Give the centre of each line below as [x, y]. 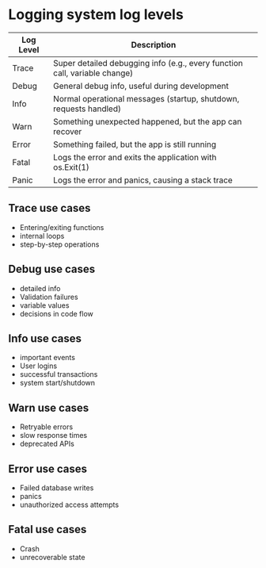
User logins [38, 366]
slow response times [53, 436]
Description [154, 44]
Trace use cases [49, 208]
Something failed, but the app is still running [135, 144]
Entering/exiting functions [62, 227]
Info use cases [45, 338]
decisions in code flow [56, 313]
